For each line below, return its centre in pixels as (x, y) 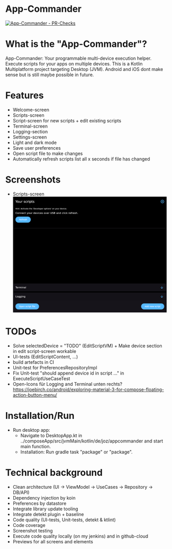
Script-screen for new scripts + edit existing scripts (67, 120)
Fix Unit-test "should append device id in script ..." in (68, 373)
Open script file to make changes (48, 153)
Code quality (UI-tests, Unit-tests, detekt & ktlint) (64, 520)
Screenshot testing (33, 530)
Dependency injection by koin (44, 498)
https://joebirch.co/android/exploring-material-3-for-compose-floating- (88, 389)
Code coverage (29, 525)
